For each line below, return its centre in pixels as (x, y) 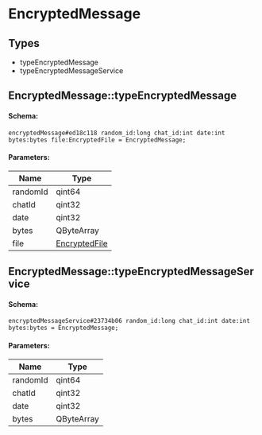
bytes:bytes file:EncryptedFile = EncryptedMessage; (97, 140)
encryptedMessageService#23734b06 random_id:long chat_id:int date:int (129, 321)
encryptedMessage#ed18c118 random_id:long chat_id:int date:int (117, 133)
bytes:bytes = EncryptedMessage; (64, 328)
